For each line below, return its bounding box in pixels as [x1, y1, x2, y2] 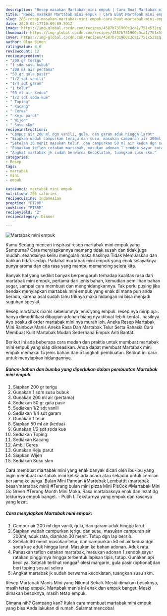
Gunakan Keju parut [12, 447, 54, 453]
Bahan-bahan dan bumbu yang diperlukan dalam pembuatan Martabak [5, 366, 158, 372]
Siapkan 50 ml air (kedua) [12, 421, 65, 427]
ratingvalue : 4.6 [5, 44, 42, 49]
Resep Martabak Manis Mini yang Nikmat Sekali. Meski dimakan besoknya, [5, 580, 159, 586]
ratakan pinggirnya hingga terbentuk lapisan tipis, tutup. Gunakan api [12, 555, 154, 560]
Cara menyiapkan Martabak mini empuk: [5, 510, 93, 516]
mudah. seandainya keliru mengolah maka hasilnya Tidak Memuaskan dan [5, 252, 158, 258]
